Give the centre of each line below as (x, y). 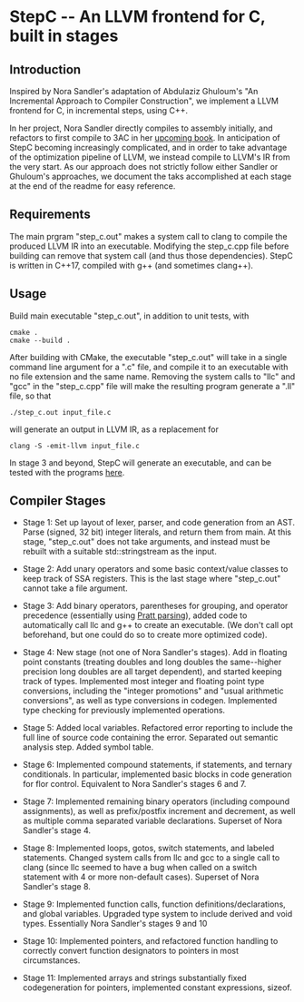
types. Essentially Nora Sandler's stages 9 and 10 (115, 924)
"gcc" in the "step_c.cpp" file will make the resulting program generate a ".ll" (152, 386)
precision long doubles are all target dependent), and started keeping (152, 672)
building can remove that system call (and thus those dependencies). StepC (151, 255)
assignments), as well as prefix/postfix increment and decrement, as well (159, 811)
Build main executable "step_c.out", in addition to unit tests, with (129, 316)
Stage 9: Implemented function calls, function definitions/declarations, (154, 904)
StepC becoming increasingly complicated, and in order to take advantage (148, 147)
